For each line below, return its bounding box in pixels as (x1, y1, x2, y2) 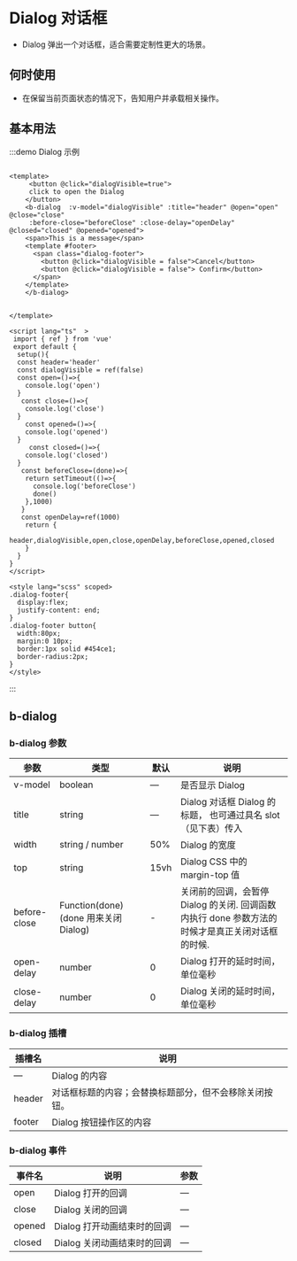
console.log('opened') (25, 427, 109, 437)
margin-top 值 (180, 869, 240, 881)
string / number (59, 839, 124, 851)
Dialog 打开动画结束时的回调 (54, 1219, 172, 1232)
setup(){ (17, 350, 49, 359)
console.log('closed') (25, 451, 109, 460)
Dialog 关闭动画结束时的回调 (54, 1236, 172, 1249)
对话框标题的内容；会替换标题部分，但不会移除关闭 (51, 1086, 265, 1098)
